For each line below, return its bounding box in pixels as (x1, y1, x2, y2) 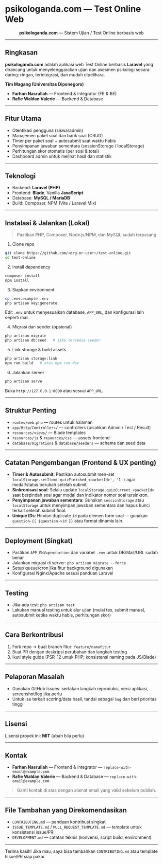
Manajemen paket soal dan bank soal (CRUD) (12, 132, 103, 138)
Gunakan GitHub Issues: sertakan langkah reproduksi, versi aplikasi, (12, 685, 148, 691)
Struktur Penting (5, 406, 57, 414)
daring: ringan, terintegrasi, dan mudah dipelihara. (5, 72, 105, 77)
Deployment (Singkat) (5, 537, 73, 545)
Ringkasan (5, 49, 38, 57)
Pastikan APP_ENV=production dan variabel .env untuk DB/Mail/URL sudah (12, 550, 158, 556)
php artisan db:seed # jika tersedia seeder (5, 338, 101, 343)
